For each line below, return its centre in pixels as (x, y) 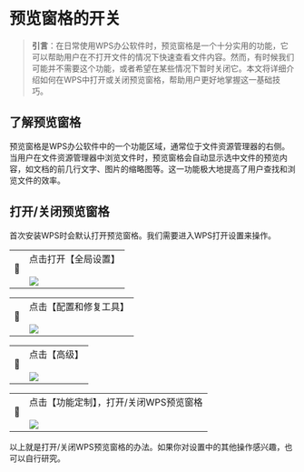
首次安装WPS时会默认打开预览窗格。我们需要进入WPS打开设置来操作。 (143, 235)
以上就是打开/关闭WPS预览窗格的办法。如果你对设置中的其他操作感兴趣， (147, 447)
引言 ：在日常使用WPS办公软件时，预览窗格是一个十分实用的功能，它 (160, 45)
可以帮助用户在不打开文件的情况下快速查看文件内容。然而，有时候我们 (163, 56)
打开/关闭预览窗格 (60, 211)
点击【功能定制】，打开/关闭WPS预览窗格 (116, 402)
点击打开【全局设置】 (74, 258)
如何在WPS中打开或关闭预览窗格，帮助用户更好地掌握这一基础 (156, 79)
